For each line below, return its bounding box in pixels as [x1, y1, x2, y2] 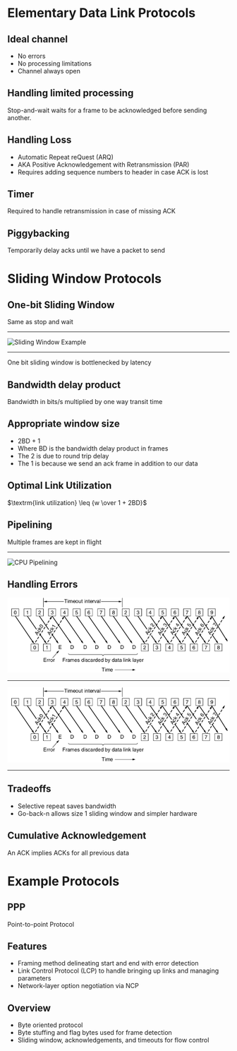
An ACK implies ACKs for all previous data [7, 848, 129, 857]
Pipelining [7, 519, 53, 531]
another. [7, 113, 32, 121]
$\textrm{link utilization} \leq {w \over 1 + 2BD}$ [7, 498, 147, 506]
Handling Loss [7, 134, 72, 146]
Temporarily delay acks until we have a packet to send [7, 246, 166, 255]
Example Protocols [7, 873, 120, 889]
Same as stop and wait [7, 318, 74, 326]
